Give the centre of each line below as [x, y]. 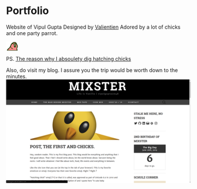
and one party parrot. [32, 33]
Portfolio [28, 11]
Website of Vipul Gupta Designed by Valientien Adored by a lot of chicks [93, 27]
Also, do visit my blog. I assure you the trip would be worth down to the [92, 70]
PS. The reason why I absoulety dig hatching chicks [69, 59]
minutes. [17, 76]
